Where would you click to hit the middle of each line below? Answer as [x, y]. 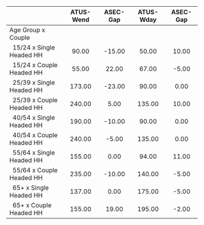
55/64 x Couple [35, 170]
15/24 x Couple [35, 65]
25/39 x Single [34, 83]
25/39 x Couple [35, 100]
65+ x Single [31, 187]
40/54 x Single [34, 117]
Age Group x [27, 30]
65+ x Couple [32, 205]
